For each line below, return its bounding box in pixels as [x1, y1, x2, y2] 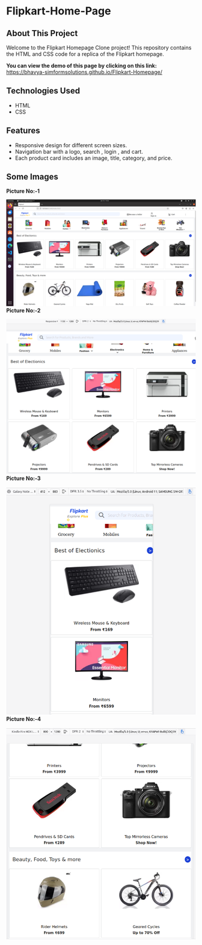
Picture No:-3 [6, 475, 41, 482]
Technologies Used [6, 86, 80, 96]
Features [6, 126, 40, 136]
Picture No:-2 [6, 306, 41, 314]
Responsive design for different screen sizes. [14, 141, 127, 148]
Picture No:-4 [6, 715, 41, 722]
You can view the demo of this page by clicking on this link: [6, 62, 158, 69]
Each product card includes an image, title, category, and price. [14, 154, 173, 162]
